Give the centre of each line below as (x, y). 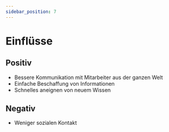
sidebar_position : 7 (31, 12)
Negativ (21, 109)
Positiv (19, 63)
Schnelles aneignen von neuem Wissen (62, 90)
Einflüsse (29, 41)
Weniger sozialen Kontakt (46, 123)
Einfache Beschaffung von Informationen (64, 83)
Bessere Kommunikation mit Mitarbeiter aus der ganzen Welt (88, 77)
